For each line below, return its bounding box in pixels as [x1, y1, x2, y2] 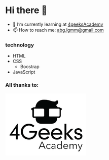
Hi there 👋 [5, 5, 47, 16]
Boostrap [20, 64, 40, 70]
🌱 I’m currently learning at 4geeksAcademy [12, 21, 103, 27]
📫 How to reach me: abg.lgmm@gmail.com [12, 27, 104, 33]
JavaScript [12, 69, 35, 75]
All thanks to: [5, 82, 39, 89]
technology [5, 41, 34, 48]
